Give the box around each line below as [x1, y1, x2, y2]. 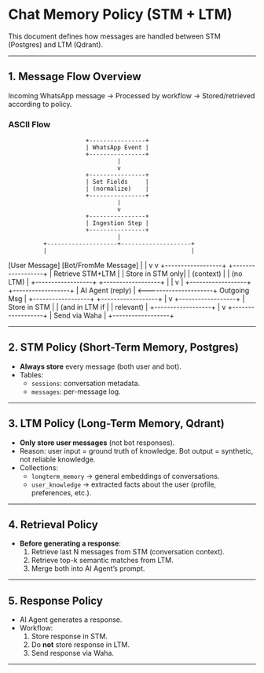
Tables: [19, 370, 44, 379]
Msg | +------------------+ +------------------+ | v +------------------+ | [8, 294, 245, 303]
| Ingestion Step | [85, 219, 149, 227]
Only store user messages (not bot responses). [19, 438, 175, 447]
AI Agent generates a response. [19, 615, 123, 624]
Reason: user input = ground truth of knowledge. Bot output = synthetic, [19, 446, 254, 455]
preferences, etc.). [31, 487, 92, 497]
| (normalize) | [85, 185, 149, 193]
